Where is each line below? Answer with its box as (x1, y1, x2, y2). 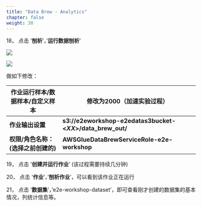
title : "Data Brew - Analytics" (6, 8, 87, 15)
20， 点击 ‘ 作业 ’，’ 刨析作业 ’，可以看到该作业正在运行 (6, 174, 135, 181)
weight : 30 (6, 20, 34, 26)
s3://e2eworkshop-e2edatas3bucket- (62, 117, 176, 125)
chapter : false (6, 14, 44, 20)
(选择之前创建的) (9, 144, 57, 153)
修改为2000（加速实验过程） (87, 97, 169, 106)
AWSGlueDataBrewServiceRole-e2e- (62, 136, 173, 144)
